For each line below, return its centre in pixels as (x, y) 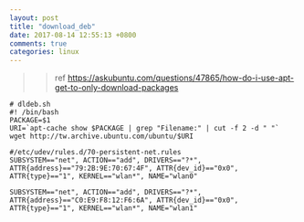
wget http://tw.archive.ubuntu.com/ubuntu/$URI (102, 137)
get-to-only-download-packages (116, 88)
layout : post (34, 18)
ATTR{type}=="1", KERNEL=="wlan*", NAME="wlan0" (104, 176)
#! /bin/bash (34, 112)
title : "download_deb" (52, 26)
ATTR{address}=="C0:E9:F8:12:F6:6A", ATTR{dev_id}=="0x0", (124, 201)
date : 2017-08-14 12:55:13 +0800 (73, 35)
